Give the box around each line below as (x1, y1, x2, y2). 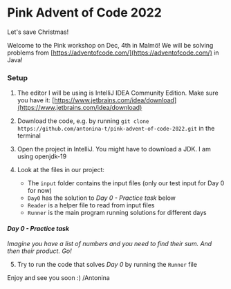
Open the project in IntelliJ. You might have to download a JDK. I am (17, 145, 211, 153)
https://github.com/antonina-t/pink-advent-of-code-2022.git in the (17, 124, 215, 133)
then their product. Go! (7, 247, 73, 255)
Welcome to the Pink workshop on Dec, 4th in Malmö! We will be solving (7, 41, 214, 49)
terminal (17, 131, 41, 140)
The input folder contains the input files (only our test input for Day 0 (27, 179, 225, 187)
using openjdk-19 (17, 152, 67, 160)
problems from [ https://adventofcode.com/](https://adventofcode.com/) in (7, 48, 219, 57)
